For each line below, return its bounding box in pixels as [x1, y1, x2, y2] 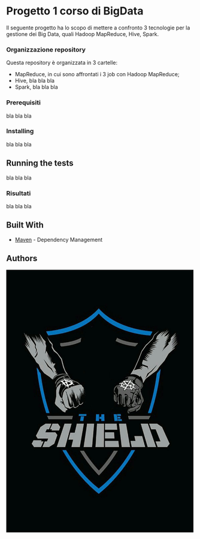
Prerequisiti [6, 98, 41, 107]
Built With [6, 220, 44, 230]
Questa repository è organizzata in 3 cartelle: [6, 59, 118, 67]
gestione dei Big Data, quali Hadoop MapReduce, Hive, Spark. [6, 30, 159, 37]
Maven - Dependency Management [14, 236, 103, 243]
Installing [6, 127, 34, 136]
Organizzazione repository [6, 45, 86, 53]
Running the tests [6, 158, 74, 169]
